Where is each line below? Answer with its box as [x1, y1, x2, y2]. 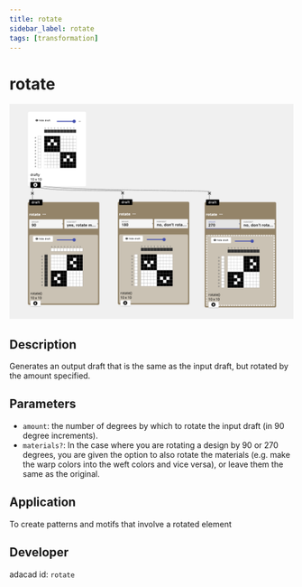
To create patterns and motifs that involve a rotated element [9, 518, 233, 529]
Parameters [9, 396, 77, 412]
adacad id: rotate [9, 569, 75, 580]
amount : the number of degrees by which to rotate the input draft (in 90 [22, 420, 285, 431]
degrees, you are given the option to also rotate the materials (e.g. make [22, 449, 291, 460]
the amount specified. [9, 370, 91, 381]
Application [9, 495, 77, 510]
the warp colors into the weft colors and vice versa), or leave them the [22, 459, 284, 470]
